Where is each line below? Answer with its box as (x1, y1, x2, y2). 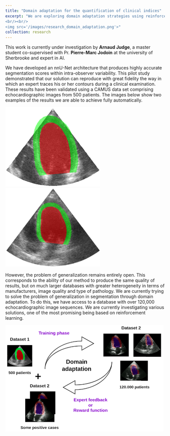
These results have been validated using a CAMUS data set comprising (5, 86, 153, 92)
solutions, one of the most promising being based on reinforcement (5, 310, 146, 316)
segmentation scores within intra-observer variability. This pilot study (5, 70, 150, 76)
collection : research (5, 29, 51, 35)
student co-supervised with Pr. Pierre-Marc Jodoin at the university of (5, 50, 153, 56)
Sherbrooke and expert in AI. (5, 55, 65, 61)
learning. (5, 315, 24, 321)
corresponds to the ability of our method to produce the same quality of (5, 277, 155, 283)
